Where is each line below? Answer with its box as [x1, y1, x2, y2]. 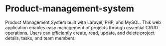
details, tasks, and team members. [5, 35, 76, 41]
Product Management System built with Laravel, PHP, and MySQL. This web [5, 19, 161, 25]
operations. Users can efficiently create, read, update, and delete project [5, 30, 155, 36]
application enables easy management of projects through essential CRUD [5, 24, 159, 30]
